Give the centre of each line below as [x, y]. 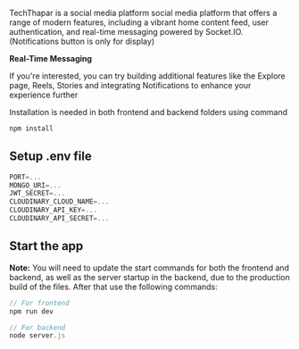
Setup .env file [50, 157]
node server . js [37, 336]
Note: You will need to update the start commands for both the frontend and [149, 268]
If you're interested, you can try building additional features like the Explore [147, 76]
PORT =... [25, 177]
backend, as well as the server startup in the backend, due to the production [149, 277]
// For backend [37, 328]
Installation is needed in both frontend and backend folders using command [149, 112]
